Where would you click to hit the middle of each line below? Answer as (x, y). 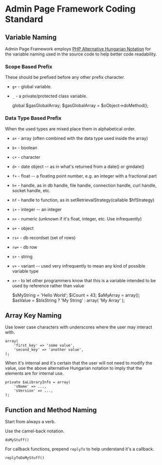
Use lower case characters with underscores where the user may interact (79, 327)
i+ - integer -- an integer (37, 209)
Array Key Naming (33, 315)
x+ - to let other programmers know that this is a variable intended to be (84, 280)
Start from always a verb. (30, 422)
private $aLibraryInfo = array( (38, 382)
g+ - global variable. (32, 87)
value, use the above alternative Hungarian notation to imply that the (74, 368)
